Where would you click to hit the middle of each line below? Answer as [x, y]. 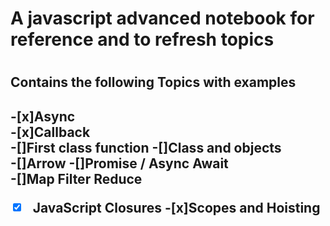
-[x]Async [43, 116]
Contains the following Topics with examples [153, 82]
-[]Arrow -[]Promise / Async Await [119, 163]
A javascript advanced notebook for [162, 18]
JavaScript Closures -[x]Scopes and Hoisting [176, 207]
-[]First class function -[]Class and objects [146, 147]
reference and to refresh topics [142, 39]
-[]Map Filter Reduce [76, 178]
